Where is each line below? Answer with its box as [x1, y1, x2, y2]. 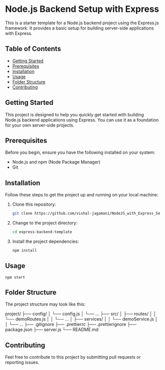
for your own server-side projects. [5, 122, 75, 128]
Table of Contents [5, 45, 62, 53]
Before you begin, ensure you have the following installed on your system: [5, 149, 156, 155]
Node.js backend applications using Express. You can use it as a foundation [5, 117, 159, 123]
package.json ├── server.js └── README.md [5, 326, 99, 332]
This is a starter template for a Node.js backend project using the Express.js [5, 20, 159, 26]
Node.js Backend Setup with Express [5, 3, 159, 15]
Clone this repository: [12, 201, 56, 207]
